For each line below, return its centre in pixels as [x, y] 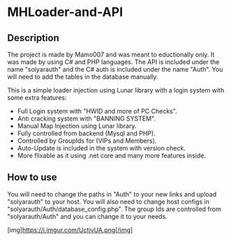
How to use [32, 177]
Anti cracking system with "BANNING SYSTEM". [86, 118]
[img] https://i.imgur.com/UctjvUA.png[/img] [70, 230]
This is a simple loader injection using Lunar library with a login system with [116, 90]
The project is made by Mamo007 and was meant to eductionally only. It [111, 54]
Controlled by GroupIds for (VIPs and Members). [87, 141]
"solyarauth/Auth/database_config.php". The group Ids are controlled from [114, 209]
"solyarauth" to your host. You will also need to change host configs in [108, 201]
